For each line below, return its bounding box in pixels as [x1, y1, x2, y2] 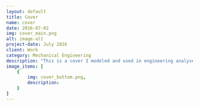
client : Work [6, 47, 38, 53]
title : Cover [6, 14, 38, 20]
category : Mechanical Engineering [6, 52, 92, 58]
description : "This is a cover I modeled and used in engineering [6, 58, 174, 64]
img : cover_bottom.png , [27, 74, 86, 80]
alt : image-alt [6, 36, 44, 42]
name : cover [6, 19, 36, 25]
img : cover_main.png [6, 31, 57, 37]
